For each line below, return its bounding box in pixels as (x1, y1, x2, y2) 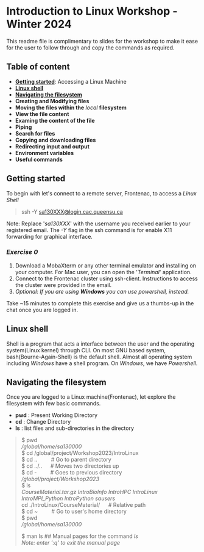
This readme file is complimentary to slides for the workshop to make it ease (6, 37, 199, 45)
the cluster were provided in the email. (15, 281, 112, 288)
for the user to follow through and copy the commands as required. (6, 44, 175, 51)
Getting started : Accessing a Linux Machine (15, 78, 127, 85)
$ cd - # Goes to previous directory (21, 469, 122, 476)
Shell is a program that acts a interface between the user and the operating (6, 340, 195, 347)
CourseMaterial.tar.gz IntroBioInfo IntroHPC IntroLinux (21, 488, 158, 496)
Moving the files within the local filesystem (15, 104, 127, 111)
